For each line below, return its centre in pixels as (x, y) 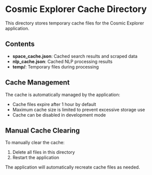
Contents (20, 44)
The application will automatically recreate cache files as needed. (72, 167)
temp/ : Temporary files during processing (55, 66)
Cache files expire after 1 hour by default (54, 104)
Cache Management (37, 83)
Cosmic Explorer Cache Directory (76, 9)
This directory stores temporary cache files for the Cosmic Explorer (74, 23)
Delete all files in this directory (43, 152)
